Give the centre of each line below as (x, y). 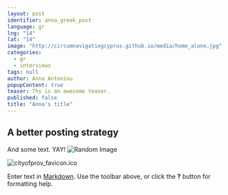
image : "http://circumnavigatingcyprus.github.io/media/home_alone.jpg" (115, 46)
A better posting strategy (63, 133)
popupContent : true (35, 85)
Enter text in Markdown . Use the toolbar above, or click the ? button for (109, 176)
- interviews (32, 65)
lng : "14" (22, 33)
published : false (32, 98)
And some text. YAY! (36, 149)
